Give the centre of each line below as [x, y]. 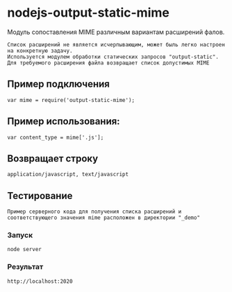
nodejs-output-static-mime [89, 13]
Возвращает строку [53, 158]
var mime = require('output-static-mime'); [71, 100]
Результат [25, 267]
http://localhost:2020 [40, 281]
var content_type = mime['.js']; [56, 137]
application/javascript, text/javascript [68, 175]
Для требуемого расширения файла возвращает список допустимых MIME [108, 63]
